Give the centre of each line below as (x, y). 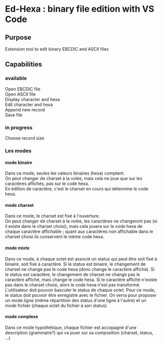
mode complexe (22, 317)
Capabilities (24, 64)
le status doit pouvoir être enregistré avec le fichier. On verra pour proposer (81, 295)
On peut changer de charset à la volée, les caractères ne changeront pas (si (81, 221)
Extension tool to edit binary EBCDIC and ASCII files (57, 49)
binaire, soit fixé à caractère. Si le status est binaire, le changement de (75, 264)
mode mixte (18, 248)
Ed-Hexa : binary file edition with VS (80, 9)
